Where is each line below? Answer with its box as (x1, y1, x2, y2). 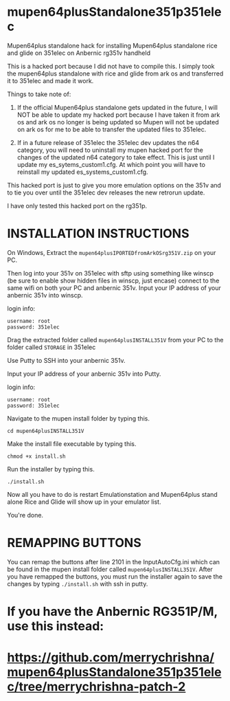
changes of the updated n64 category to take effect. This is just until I (16, 153, 215, 162)
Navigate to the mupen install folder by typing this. (7, 414, 150, 423)
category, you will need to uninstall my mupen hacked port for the (16, 146, 204, 154)
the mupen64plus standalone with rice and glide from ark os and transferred (7, 69, 224, 78)
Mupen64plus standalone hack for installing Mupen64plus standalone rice (7, 41, 218, 49)
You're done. (7, 511, 43, 519)
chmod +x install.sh (7, 453, 67, 460)
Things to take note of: (7, 90, 71, 98)
